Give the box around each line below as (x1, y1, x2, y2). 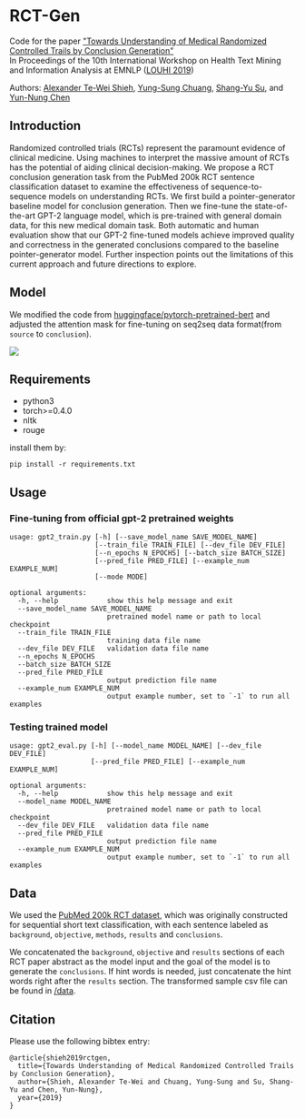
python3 (22, 396, 54, 407)
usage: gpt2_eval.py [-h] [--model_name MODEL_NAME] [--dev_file (9, 741, 261, 751)
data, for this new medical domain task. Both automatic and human (9, 219, 260, 230)
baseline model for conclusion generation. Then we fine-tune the (9, 200, 252, 211)
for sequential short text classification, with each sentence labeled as (9, 920, 269, 931)
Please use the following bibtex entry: (9, 1035, 151, 1046)
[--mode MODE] (94, 572, 148, 582)
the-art (9, 210, 36, 221)
